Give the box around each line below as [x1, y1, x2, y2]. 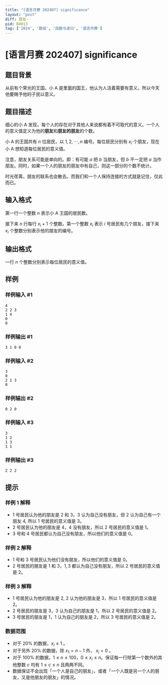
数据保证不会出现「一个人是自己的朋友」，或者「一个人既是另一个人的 [12, 668, 155, 674]
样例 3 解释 [5, 583, 31, 590]
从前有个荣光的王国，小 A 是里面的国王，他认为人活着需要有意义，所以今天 [5, 85, 160, 91]
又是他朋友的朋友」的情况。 [21, 674, 78, 680]
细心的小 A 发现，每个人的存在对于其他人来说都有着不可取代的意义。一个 [5, 121, 155, 127]
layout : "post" [5, 12, 37, 17]
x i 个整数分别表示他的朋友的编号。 [5, 228, 76, 235]
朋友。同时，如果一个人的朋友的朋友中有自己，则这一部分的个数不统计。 [5, 163, 154, 169]
